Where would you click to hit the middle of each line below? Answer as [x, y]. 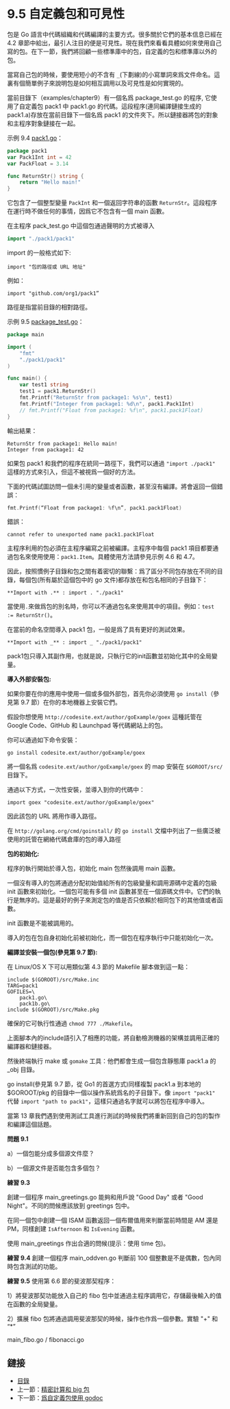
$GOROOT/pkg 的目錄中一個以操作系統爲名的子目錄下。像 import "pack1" [111, 1093]
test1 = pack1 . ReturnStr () [58, 391]
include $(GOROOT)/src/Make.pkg [53, 1010]
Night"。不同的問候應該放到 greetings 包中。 [70, 1206]
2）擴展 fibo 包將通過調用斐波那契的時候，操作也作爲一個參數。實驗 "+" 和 [113, 1319]
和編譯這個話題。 [31, 1125]
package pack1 [27, 151]
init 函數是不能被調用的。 [42, 923]
